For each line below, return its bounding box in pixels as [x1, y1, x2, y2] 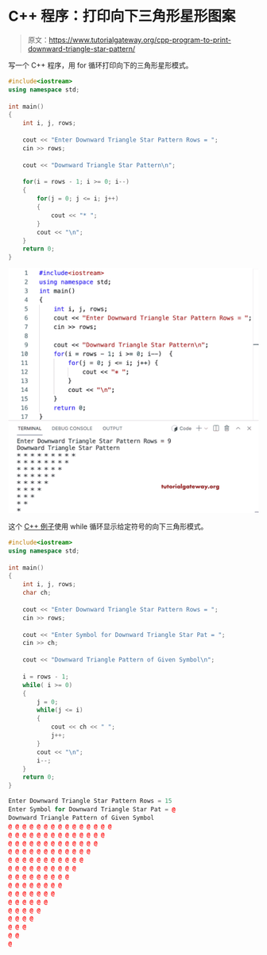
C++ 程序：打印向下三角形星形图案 [8, 7, 236, 25]
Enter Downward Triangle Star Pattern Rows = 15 [8, 797, 172, 806]
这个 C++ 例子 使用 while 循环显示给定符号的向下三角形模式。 [8, 522, 208, 531]
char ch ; [22, 589, 52, 597]
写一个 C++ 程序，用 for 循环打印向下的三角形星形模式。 [8, 60, 193, 70]
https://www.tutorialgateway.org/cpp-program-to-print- [48, 35, 232, 45]
